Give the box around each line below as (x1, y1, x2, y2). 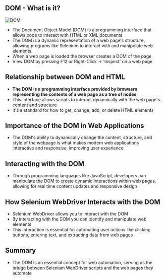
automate (12, 270, 32, 276)
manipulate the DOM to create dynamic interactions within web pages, (12, 178, 156, 184)
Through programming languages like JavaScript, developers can (12, 173, 146, 179)
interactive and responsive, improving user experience (12, 145, 124, 151)
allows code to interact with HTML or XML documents (12, 32, 123, 38)
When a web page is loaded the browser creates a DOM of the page (12, 53, 152, 59)
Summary (5, 246, 36, 255)
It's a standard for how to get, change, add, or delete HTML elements (12, 107, 154, 113)
